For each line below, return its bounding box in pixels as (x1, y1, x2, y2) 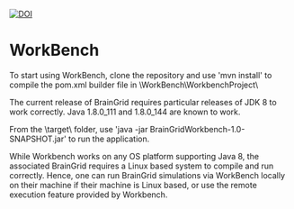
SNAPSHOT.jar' (9, 133, 67, 144)
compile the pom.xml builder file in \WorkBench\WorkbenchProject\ (9, 79, 259, 90)
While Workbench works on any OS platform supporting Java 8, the (9, 150, 259, 161)
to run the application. (68, 133, 150, 144)
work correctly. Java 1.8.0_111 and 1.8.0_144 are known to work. (9, 106, 241, 117)
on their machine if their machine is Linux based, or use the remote (9, 179, 258, 190)
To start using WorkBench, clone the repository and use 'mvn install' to (9, 69, 272, 80)
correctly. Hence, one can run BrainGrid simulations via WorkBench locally (9, 169, 286, 180)
